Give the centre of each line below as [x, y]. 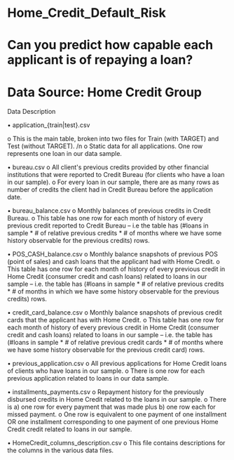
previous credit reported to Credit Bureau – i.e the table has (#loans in [108, 225]
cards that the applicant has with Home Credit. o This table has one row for [116, 320]
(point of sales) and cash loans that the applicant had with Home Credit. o [114, 262]
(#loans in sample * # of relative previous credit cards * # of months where [115, 343]
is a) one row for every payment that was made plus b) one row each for [111, 407]
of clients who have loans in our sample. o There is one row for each [106, 371]
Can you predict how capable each [110, 45]
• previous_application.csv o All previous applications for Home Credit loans [117, 364]
